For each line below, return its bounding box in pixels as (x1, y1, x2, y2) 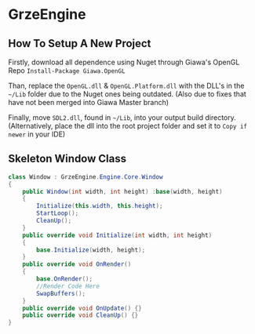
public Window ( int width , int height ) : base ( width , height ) (22, 187, 223, 195)
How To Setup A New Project (8, 37, 151, 50)
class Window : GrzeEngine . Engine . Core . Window (8, 172, 163, 181)
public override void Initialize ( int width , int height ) (22, 231, 213, 239)
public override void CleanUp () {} (22, 311, 139, 319)
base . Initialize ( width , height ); (36, 245, 146, 254)
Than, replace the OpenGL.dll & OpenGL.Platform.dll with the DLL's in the (8, 81, 245, 90)
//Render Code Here (36, 282, 100, 290)
